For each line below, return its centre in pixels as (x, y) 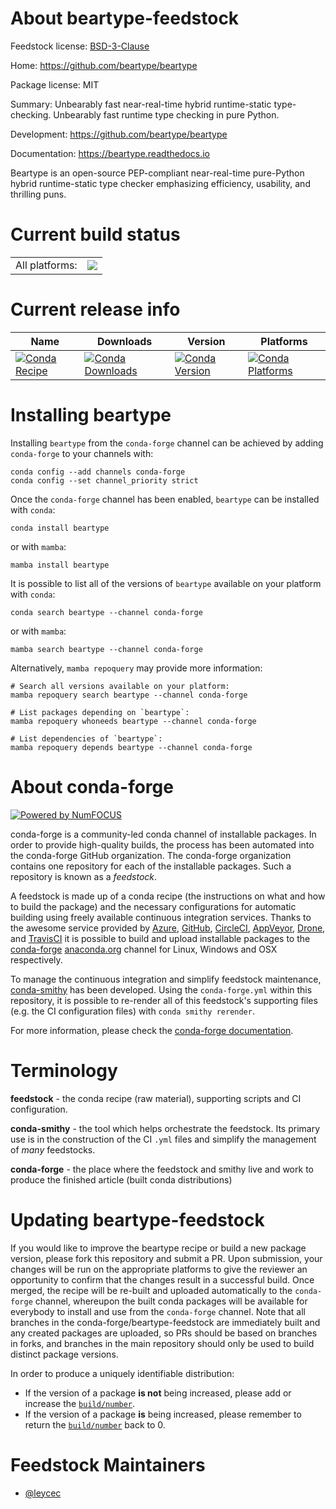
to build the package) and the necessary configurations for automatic (153, 906)
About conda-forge (92, 786)
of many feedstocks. (53, 1149)
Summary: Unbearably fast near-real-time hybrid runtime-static (141, 104)
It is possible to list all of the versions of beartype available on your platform (166, 583)
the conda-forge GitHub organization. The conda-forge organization (151, 855)
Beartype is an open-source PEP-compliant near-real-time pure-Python (157, 173)
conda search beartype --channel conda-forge (106, 612)
